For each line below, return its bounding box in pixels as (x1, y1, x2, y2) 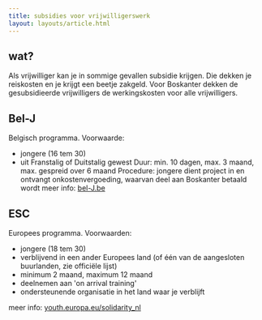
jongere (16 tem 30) (19, 149, 87, 159)
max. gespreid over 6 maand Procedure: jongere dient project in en (19, 166, 245, 176)
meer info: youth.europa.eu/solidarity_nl (8, 302, 142, 312)
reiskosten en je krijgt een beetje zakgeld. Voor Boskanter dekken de (8, 79, 238, 89)
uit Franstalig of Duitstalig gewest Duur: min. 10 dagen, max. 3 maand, (19, 157, 255, 167)
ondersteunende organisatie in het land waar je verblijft (19, 287, 205, 297)
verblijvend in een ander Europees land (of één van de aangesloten (19, 252, 245, 262)
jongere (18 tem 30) (19, 244, 87, 254)
